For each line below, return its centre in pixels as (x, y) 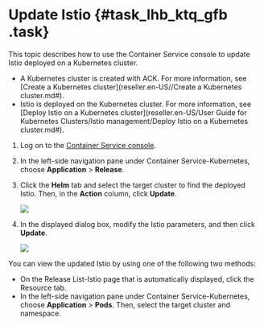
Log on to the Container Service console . (88, 145)
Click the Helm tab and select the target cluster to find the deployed (132, 185)
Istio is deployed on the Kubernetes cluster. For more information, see (136, 104)
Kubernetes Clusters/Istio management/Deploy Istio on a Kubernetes (134, 121)
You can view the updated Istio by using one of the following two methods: (132, 263)
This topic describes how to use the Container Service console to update (130, 54)
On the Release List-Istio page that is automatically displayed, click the (137, 279)
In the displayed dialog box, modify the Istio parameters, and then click (138, 224)
